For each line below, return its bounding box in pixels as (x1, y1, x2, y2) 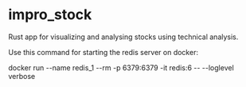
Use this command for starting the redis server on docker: (8, 47, 199, 57)
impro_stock (8, 6, 92, 24)
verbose (8, 71, 36, 81)
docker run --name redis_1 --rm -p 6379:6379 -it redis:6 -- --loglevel (8, 62, 235, 73)
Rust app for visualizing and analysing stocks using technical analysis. (8, 32, 239, 42)
